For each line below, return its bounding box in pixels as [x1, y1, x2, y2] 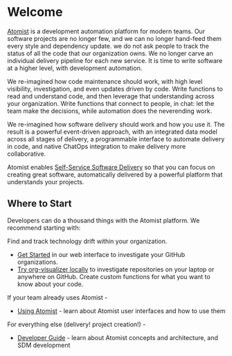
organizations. [17, 258, 58, 266]
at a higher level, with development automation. [7, 64, 143, 72]
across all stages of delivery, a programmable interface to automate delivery [7, 134, 225, 143]
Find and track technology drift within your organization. [7, 237, 168, 245]
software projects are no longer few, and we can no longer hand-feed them [7, 34, 222, 42]
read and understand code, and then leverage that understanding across [7, 91, 215, 100]
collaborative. [7, 150, 46, 158]
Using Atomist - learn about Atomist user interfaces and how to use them [17, 306, 226, 315]
